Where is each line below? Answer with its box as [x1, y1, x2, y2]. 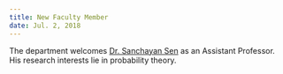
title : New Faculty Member [9, 12, 109, 22]
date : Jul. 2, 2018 [9, 21, 81, 30]
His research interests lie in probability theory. [9, 55, 177, 65]
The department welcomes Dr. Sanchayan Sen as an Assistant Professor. [9, 45, 276, 55]
